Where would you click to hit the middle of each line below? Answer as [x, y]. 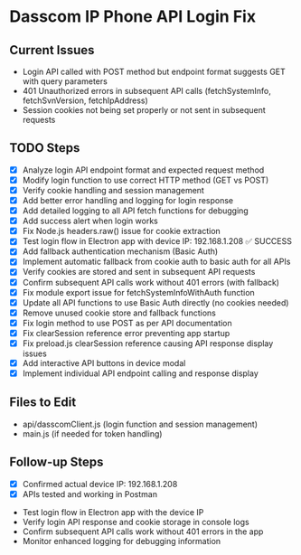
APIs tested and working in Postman [90, 494]
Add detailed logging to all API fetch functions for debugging [135, 211]
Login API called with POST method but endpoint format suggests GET [154, 71]
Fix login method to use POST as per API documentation [127, 323]
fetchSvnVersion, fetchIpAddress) [85, 100]
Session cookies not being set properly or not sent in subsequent [144, 110]
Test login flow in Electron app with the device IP [113, 512]
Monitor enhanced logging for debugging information [122, 541]
